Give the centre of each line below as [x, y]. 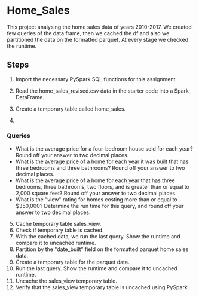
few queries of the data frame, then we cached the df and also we [88, 33]
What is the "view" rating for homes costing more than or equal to [97, 200]
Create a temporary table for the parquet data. [72, 262]
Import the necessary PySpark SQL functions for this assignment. [96, 79]
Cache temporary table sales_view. [58, 224]
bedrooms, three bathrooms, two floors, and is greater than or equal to [102, 187]
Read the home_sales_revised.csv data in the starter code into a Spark [102, 91]
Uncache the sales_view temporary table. [66, 281]
